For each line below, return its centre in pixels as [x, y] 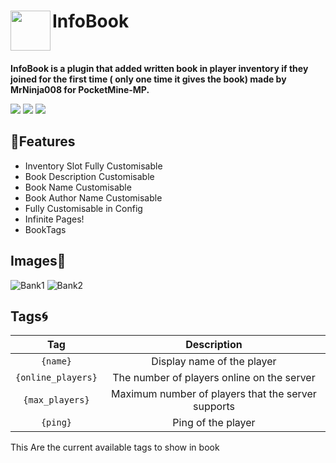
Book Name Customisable [78, 187]
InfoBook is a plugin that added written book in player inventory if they [159, 68]
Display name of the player [214, 362]
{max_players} [56, 400]
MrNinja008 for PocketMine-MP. [80, 89]
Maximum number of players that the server [214, 394]
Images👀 [38, 261]
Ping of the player [214, 423]
